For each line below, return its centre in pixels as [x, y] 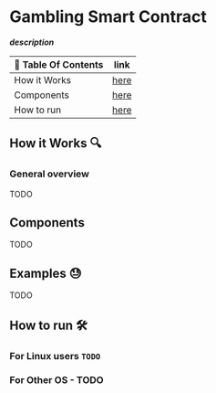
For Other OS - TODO [57, 380]
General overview [49, 174]
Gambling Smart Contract [108, 17]
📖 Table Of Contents [59, 64]
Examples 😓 [46, 273]
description [32, 42]
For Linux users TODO [55, 356]
